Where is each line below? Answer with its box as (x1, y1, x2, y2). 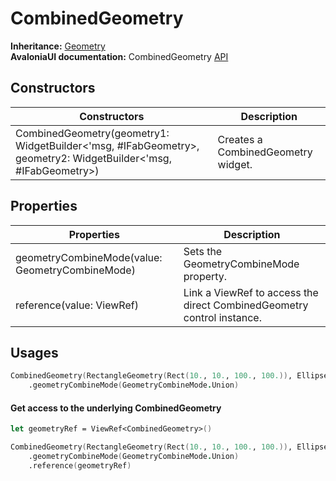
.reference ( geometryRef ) (28, 460, 132, 471)
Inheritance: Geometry (10, 40, 106, 52)
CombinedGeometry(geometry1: (15, 126, 170, 140)
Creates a (217, 132, 263, 146)
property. (183, 269, 228, 283)
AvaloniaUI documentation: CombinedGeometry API (10, 50, 229, 62)
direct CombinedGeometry (183, 298, 309, 312)
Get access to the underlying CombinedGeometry (10, 402, 222, 414)
